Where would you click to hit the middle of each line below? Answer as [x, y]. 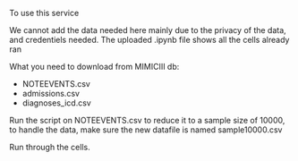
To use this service [44, 13]
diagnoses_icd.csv [56, 103]
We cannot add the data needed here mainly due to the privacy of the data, [148, 30]
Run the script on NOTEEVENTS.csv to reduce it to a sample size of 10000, [147, 120]
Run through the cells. [50, 147]
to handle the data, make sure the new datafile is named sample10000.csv [146, 130]
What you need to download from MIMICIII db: [94, 67]
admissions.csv [51, 93]
